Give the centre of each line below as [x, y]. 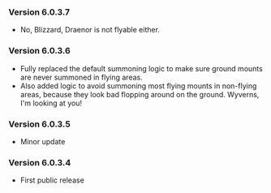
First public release [52, 180]
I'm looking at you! [51, 103]
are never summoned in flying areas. [82, 77]
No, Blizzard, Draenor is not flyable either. [90, 30]
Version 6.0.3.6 [39, 51]
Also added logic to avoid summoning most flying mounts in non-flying [138, 86]
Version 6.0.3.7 [39, 12]
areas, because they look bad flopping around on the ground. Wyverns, [140, 94]
